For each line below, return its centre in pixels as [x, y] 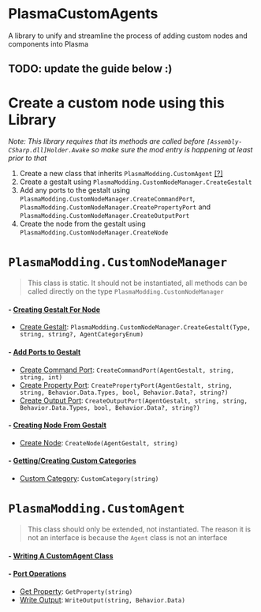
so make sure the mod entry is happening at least [172, 150]
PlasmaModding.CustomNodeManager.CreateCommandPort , [107, 199]
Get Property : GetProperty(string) [76, 591]
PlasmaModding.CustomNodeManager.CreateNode [94, 233]
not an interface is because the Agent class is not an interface [127, 537]
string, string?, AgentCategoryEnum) [82, 335]
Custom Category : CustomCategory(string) [89, 479]
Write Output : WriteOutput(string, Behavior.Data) [102, 599]
